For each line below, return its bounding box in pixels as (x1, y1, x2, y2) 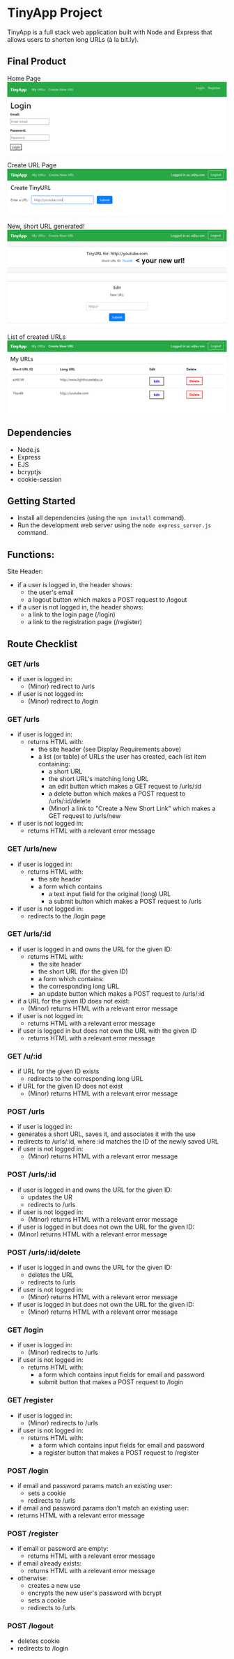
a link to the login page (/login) (27, 610, 116, 619)
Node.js (17, 445, 40, 454)
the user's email (27, 588, 75, 597)
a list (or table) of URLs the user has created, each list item (38, 752, 207, 761)
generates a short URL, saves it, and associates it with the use (17, 1130, 196, 1138)
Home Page (7, 74, 41, 82)
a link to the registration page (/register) (27, 618, 143, 626)
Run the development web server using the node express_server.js (17, 521, 212, 529)
